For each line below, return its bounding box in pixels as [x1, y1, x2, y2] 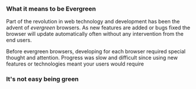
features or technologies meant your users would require [6, 60, 144, 67]
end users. [6, 37, 32, 44]
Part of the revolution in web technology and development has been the [6, 18, 180, 25]
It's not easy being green [6, 75, 79, 83]
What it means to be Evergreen [6, 5, 96, 13]
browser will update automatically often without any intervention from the [6, 30, 184, 37]
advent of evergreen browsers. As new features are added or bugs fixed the [6, 24, 190, 31]
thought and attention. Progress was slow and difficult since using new [6, 54, 178, 61]
